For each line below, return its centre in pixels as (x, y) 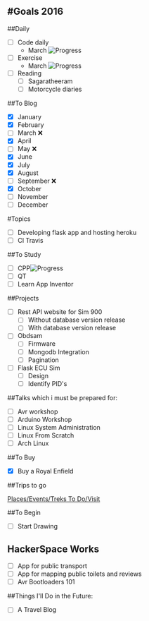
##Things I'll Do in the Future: (50, 596)
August (28, 173)
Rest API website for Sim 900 (60, 312)
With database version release (72, 328)
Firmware (42, 344)
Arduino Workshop (45, 419)
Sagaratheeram (50, 81)
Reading (30, 73)
